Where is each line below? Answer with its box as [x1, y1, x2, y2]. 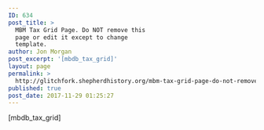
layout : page [8, 63, 51, 70]
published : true [8, 84, 61, 92]
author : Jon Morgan [8, 48, 72, 56]
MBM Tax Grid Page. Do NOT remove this [15, 26, 146, 34]
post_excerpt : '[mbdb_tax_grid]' [8, 56, 118, 63]
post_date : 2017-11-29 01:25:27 [8, 92, 114, 99]
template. [15, 41, 47, 49]
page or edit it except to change [15, 33, 128, 42]
